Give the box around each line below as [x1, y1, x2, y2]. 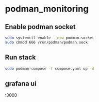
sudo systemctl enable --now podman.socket [5, 35, 95, 40]
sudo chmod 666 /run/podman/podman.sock [5, 40, 88, 44]
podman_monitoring [5, 3, 89, 15]
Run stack [5, 53, 36, 61]
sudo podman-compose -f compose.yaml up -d [5, 66, 95, 71]
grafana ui [5, 79, 36, 87]
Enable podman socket [5, 23, 76, 31]
